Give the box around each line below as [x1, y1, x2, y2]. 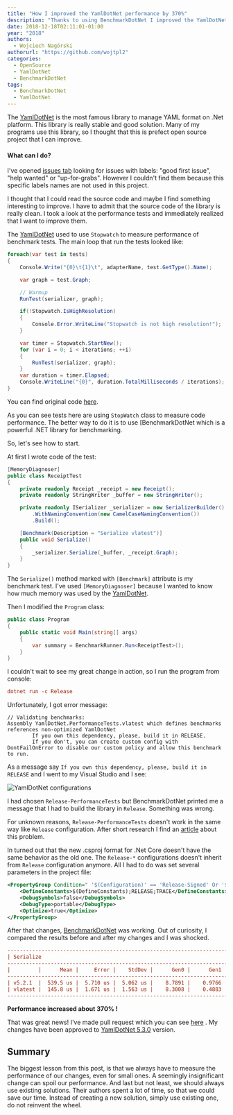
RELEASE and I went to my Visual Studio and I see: [7, 770, 147, 778]
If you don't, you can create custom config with [32, 738, 178, 746]
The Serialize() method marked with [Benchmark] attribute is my [7, 574, 193, 583]
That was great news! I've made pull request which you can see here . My [7, 1018, 218, 1027]
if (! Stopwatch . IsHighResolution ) [19, 308, 116, 315]
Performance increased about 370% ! [7, 1005, 118, 1013]
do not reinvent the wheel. [7, 1101, 82, 1109]
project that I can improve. [7, 135, 83, 143]
